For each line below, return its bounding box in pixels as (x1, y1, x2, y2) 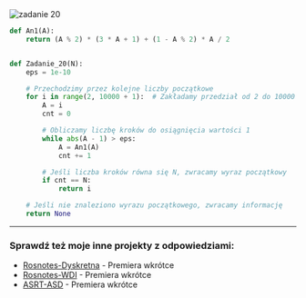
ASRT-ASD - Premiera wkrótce (22, 279, 138, 290)
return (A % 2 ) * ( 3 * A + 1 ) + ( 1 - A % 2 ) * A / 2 (25, 35, 230, 44)
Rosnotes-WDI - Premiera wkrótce (22, 270, 152, 281)
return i (57, 184, 92, 194)
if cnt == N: (42, 176, 92, 185)
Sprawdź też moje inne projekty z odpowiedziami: (9, 239, 235, 252)
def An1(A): (9, 26, 55, 35)
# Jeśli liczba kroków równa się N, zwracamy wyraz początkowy (42, 167, 287, 176)
